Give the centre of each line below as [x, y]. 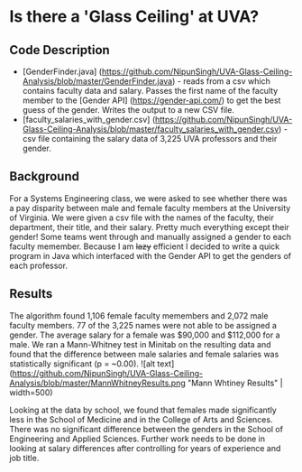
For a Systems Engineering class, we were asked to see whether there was [148, 198]
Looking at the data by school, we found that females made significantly [143, 410]
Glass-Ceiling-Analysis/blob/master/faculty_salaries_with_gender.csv [151, 129]
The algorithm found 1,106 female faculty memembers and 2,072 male [139, 315]
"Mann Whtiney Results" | [235, 383]
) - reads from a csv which [221, 81]
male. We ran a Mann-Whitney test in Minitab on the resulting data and [140, 344]
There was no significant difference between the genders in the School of [146, 429]
